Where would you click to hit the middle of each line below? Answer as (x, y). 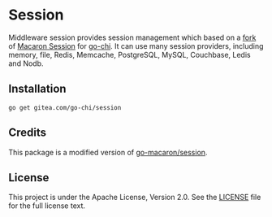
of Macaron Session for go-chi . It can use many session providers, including (136, 46)
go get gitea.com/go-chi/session (65, 107)
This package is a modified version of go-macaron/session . (108, 152)
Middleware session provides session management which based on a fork (132, 37)
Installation (37, 89)
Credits (28, 133)
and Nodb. (26, 63)
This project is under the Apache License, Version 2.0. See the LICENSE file (135, 197)
